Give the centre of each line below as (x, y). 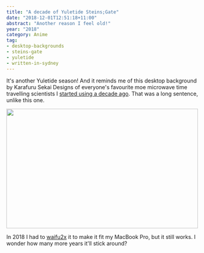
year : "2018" (23, 29)
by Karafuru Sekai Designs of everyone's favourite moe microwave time (97, 87)
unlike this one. (25, 100)
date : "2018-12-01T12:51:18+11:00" (52, 18)
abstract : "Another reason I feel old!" (59, 23)
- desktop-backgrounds (35, 46)
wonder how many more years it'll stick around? (67, 243)
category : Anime (27, 35)
